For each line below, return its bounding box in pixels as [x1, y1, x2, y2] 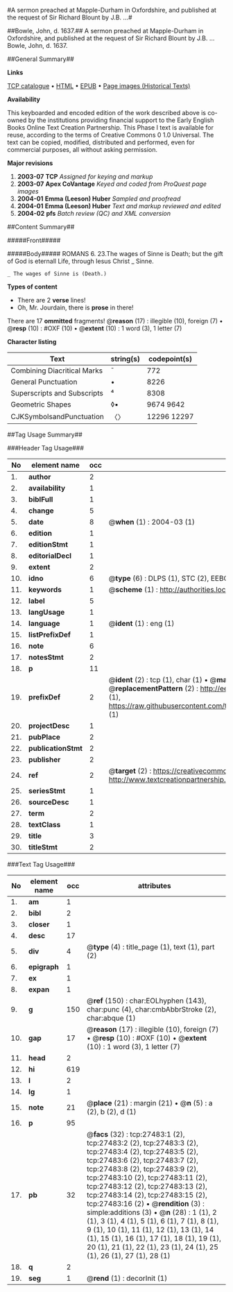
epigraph [28, 962, 59, 971]
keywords [28, 585, 62, 594]
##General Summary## [7, 55, 74, 63]
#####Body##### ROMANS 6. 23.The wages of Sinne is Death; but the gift [7, 250, 223, 257]
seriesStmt [28, 786, 66, 795]
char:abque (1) [86, 1013, 136, 1023]
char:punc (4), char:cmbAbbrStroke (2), [86, 1005, 217, 1014]
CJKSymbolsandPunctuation [10, 412, 104, 421]
